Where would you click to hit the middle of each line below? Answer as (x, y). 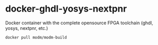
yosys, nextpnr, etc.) (27, 28)
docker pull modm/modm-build (36, 37)
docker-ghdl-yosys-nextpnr (66, 9)
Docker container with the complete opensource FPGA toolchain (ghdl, (79, 23)
